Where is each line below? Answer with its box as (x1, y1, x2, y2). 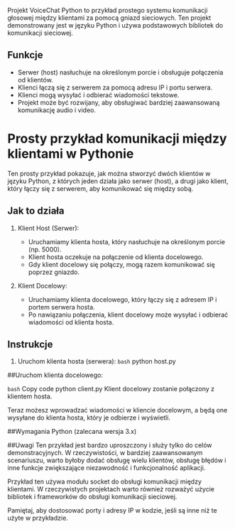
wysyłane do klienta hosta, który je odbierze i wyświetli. (7, 413, 170, 422)
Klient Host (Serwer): (17, 224, 80, 232)
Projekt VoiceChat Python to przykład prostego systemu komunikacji (7, 6, 208, 14)
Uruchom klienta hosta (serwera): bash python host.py (17, 357, 176, 366)
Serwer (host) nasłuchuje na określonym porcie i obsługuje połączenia (17, 67, 224, 77)
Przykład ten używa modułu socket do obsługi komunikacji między (7, 477, 202, 486)
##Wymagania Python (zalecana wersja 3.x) (7, 427, 137, 436)
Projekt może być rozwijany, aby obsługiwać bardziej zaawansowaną (17, 98, 220, 107)
